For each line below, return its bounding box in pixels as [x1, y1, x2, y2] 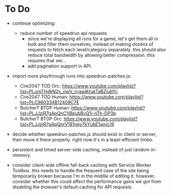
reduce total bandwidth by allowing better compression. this [27, 52, 155, 58]
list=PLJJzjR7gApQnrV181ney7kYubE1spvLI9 [20, 121, 115, 127]
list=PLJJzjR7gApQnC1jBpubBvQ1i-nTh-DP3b [20, 110, 117, 116]
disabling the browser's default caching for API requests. [12, 184, 133, 190]
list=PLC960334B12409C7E [20, 99, 80, 105]
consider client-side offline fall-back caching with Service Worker [12, 162, 152, 168]
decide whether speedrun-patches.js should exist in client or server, [12, 131, 157, 137]
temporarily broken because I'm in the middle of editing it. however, [12, 173, 156, 179]
